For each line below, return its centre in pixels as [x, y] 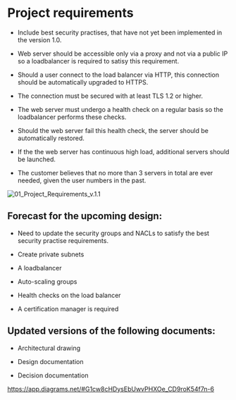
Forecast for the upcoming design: [85, 216]
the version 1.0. [39, 39]
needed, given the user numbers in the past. [82, 180]
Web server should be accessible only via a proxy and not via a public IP [123, 54]
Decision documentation [53, 375]
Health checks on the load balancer [69, 295]
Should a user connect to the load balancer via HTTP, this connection [118, 75]
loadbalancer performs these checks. [72, 117]
